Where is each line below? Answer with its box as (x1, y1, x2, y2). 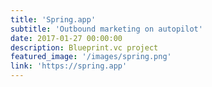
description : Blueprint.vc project (10, 42, 159, 53)
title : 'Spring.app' (10, 14, 97, 25)
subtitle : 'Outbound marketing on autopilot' (10, 24, 203, 34)
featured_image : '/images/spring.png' (10, 52, 172, 62)
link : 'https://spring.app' (10, 61, 128, 71)
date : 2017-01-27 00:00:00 (10, 33, 123, 43)
